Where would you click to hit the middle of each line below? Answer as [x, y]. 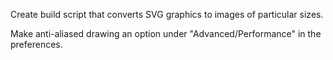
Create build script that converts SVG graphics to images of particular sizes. [167, 14]
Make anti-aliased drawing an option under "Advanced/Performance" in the [166, 33]
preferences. [36, 44]
